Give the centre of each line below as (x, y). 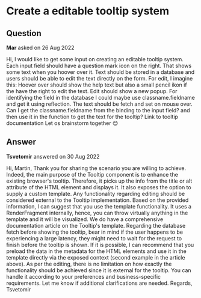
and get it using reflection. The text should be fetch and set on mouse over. (99, 104)
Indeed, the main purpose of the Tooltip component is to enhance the (92, 174)
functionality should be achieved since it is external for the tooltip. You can (99, 270)
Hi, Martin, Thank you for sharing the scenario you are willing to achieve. (96, 168)
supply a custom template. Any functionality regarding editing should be (96, 193)
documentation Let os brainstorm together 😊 (62, 123)
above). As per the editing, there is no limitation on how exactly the (89, 264)
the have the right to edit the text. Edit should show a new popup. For (92, 91)
